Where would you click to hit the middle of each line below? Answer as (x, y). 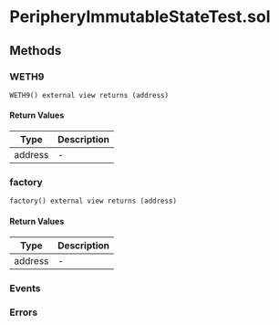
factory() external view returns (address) (93, 201)
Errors (24, 312)
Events (25, 288)
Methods (36, 51)
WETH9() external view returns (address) (89, 95)
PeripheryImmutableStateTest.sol (140, 17)
